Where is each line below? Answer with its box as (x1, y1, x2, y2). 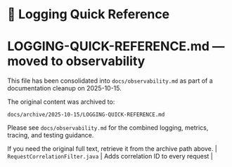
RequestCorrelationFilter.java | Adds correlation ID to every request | (7, 152, 213, 161)
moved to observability (7, 53, 146, 69)
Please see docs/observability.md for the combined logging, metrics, (7, 123, 209, 132)
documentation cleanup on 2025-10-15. (7, 84, 122, 93)
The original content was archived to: (7, 98, 115, 106)
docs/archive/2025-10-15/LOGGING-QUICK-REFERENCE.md (7, 112, 165, 119)
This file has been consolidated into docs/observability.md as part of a (7, 76, 213, 85)
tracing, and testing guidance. (7, 131, 94, 140)
